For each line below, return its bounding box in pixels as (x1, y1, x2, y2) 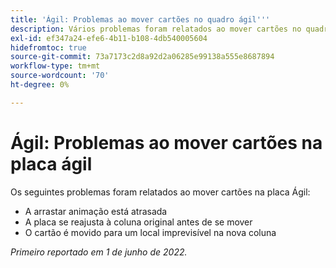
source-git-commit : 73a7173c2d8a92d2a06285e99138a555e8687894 (10, 52, 275, 62)
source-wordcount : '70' (10, 71, 110, 81)
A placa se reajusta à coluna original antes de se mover (24, 216, 253, 228)
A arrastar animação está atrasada (24, 205, 168, 217)
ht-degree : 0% (10, 80, 70, 90)
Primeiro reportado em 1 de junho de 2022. (10, 246, 188, 258)
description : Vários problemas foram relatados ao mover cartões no (10, 24, 302, 34)
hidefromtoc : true (10, 42, 87, 53)
